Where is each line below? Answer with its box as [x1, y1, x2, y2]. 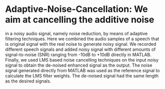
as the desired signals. [5, 78, 51, 84]
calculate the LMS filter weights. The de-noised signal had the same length [5, 73, 159, 79]
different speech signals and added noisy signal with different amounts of [5, 46, 156, 52]
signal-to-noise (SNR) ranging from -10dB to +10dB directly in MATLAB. [5, 51, 152, 58]
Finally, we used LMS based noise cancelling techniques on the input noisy [5, 57, 159, 63]
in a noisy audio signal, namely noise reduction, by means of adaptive [5, 30, 148, 36]
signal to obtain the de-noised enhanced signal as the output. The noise [5, 62, 153, 68]
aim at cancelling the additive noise [5, 14, 155, 25]
